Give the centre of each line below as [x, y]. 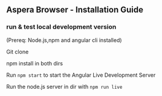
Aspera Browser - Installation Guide [75, 10]
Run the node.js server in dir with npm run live [64, 86]
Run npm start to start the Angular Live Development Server [81, 75]
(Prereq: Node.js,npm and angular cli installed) [64, 40]
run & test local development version [61, 27]
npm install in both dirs [35, 63]
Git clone [18, 52]
